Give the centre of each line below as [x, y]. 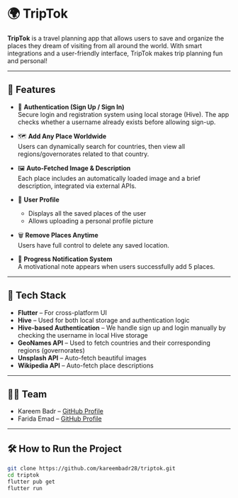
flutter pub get [31, 482]
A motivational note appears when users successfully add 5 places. [116, 266]
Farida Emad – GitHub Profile [59, 419]
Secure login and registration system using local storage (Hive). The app [123, 114]
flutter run [25, 488]
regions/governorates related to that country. [83, 154]
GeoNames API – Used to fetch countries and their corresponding [114, 343]
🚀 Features [32, 90]
